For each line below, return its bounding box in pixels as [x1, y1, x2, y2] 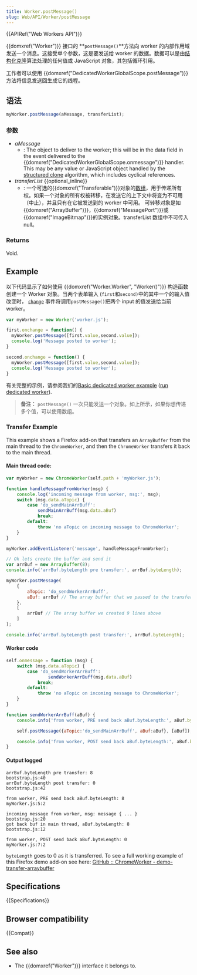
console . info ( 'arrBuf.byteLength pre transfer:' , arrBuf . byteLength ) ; [6, 567, 182, 573]
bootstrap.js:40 [6, 775, 46, 781]
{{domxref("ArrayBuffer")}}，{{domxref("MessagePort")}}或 [23, 207, 169, 214]
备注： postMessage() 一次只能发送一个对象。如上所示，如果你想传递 [20, 400, 186, 408]
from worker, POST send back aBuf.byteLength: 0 [6, 836, 127, 842]
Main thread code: [6, 462, 52, 470]
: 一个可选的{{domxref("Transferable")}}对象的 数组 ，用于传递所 [23, 184, 177, 191]
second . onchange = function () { [6, 354, 85, 360]
